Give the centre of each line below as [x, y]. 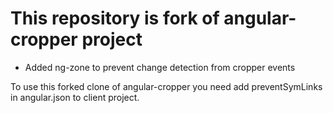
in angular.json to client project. [75, 97]
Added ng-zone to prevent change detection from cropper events [160, 67]
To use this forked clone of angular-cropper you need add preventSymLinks [166, 86]
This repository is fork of [115, 18]
